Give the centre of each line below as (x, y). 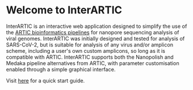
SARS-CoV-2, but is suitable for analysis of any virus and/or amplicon (90, 45)
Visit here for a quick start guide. (45, 80)
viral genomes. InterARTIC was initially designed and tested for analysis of (96, 38)
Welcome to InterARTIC (64, 10)
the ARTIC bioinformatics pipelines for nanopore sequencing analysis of (93, 32)
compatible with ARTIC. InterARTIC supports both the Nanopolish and (90, 57)
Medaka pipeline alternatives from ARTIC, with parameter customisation (93, 63)
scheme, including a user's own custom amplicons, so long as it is (86, 51)
